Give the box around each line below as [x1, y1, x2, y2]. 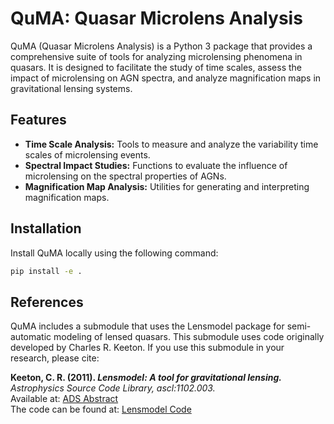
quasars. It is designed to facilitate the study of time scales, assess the [10, 61, 302, 73]
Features [10, 112, 67, 129]
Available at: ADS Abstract [10, 393, 119, 405]
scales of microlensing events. [24, 148, 151, 161]
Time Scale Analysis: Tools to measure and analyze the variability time [24, 138, 319, 150]
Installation [10, 220, 82, 237]
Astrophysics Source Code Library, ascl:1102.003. [10, 382, 216, 394]
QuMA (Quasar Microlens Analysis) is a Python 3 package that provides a [10, 40, 313, 52]
